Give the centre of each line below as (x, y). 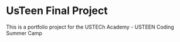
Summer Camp (24, 33)
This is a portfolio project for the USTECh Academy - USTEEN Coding (90, 27)
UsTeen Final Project (57, 11)
